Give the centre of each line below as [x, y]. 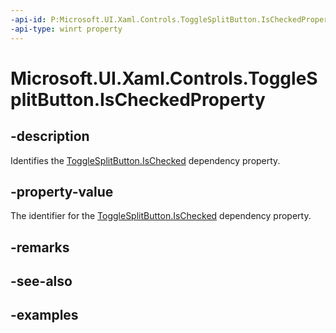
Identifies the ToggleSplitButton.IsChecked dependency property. [145, 160]
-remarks [40, 247]
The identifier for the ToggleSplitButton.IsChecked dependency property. [161, 216]
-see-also [41, 281]
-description [50, 136]
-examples [44, 315]
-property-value [62, 191]
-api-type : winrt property [66, 29]
